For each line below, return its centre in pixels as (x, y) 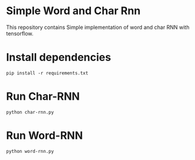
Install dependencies (58, 58)
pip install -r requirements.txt (47, 73)
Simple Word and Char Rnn (73, 11)
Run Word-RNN (45, 135)
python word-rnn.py (30, 151)
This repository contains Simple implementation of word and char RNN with (98, 27)
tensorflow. (20, 33)
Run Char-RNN (43, 97)
